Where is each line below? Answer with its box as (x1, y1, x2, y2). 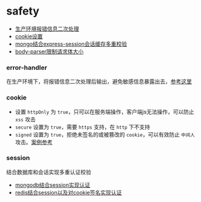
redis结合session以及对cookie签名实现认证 (15, 189, 122, 196)
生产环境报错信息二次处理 (15, 25, 79, 32)
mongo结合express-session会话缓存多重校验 (15, 40, 127, 47)
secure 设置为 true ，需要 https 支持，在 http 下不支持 (15, 123, 150, 130)
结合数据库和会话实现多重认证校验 (6, 168, 91, 175)
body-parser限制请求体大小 (15, 47, 84, 55)
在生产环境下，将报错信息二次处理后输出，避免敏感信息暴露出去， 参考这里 (6, 78, 192, 86)
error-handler (6, 63, 47, 72)
